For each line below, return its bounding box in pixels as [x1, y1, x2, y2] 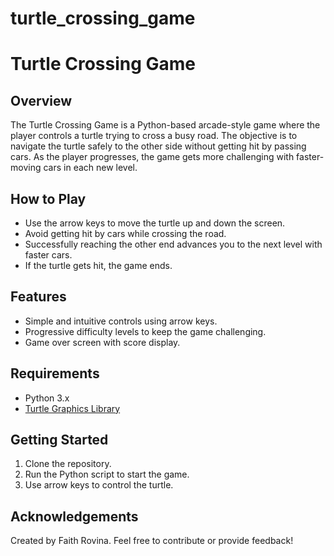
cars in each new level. [43, 162, 138, 174]
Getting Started [10, 432, 109, 449]
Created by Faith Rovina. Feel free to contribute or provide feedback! [10, 535, 294, 547]
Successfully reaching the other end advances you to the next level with [24, 238, 323, 250]
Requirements [10, 365, 100, 382]
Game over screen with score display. [24, 336, 181, 348]
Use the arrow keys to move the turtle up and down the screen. [24, 217, 286, 229]
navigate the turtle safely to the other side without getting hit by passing [10, 140, 307, 152]
